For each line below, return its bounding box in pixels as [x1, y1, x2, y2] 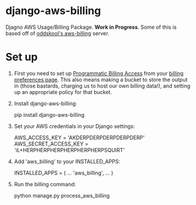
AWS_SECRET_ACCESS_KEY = [14, 140, 89, 147]
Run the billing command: [14, 180, 76, 187]
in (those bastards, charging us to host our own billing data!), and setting [14, 82, 191, 89]
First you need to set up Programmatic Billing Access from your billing [14, 69, 184, 77]
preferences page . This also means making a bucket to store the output [14, 76, 188, 83]
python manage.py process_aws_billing [14, 192, 110, 199]
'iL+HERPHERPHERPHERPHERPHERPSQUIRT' [14, 146, 125, 153]
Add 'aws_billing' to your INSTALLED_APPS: [14, 157, 121, 165]
